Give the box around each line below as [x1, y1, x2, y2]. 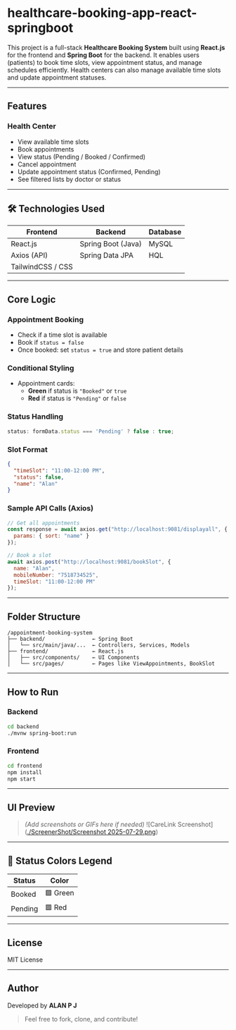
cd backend [7, 723, 39, 730]
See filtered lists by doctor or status [17, 175, 122, 183]
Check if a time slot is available [17, 331, 107, 339]
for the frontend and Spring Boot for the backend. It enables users [7, 51, 200, 59]
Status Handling [7, 412, 64, 422]
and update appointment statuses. [7, 73, 107, 82]
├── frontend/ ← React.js [7, 648, 124, 655]
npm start [7, 775, 37, 783]
